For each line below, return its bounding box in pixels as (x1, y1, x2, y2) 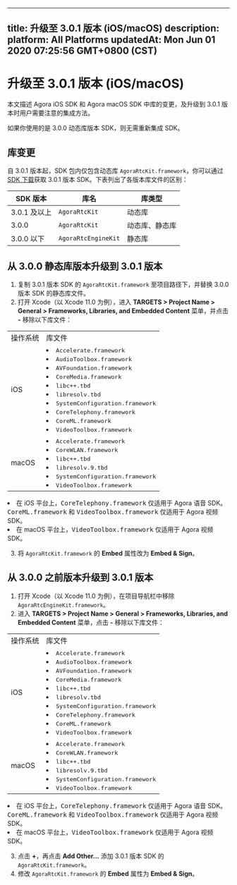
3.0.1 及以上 (11, 207, 52, 217)
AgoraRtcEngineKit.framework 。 (17, 600, 110, 609)
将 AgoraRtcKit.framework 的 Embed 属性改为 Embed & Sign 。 (17, 549, 199, 557)
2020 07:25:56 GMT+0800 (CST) (7, 45, 157, 57)
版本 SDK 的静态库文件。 (17, 288, 90, 297)
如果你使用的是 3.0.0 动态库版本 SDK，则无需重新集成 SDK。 (7, 124, 184, 133)
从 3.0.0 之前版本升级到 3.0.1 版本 (7, 572, 154, 584)
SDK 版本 (16, 194, 47, 204)
